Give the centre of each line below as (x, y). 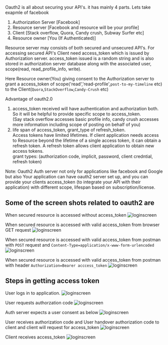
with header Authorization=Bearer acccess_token (56, 265)
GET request (18, 230)
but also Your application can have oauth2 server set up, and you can (77, 176)
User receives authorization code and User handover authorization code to (82, 322)
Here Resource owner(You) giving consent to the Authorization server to (80, 79)
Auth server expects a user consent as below (52, 312)
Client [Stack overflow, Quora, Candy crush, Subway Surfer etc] (78, 33)
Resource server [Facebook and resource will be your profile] (75, 27)
